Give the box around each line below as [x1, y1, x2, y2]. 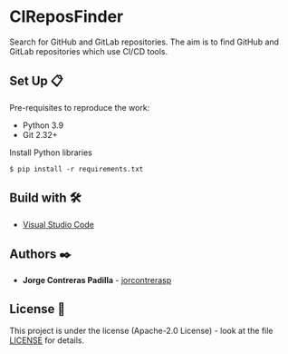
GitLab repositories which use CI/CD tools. [9, 45, 168, 56]
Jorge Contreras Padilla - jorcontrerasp [22, 275, 172, 286]
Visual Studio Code [22, 219, 95, 230]
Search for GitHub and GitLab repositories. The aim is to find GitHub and [9, 36, 279, 47]
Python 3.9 [22, 120, 64, 131]
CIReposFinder [9, 6, 124, 27]
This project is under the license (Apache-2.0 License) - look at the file [9, 325, 274, 337]
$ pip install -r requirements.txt [9, 164, 144, 173]
